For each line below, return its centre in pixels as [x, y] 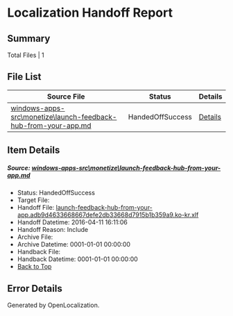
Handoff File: [36, 208]
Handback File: [39, 252]
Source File [66, 97]
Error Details [35, 289]
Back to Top [34, 267]
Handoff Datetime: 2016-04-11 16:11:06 [72, 222]
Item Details [34, 150]
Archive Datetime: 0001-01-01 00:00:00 [74, 244]
